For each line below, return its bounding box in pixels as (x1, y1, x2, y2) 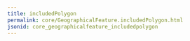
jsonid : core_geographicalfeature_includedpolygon (7, 23, 158, 30)
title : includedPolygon (7, 10, 77, 17)
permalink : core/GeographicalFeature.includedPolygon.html (7, 17, 184, 24)
